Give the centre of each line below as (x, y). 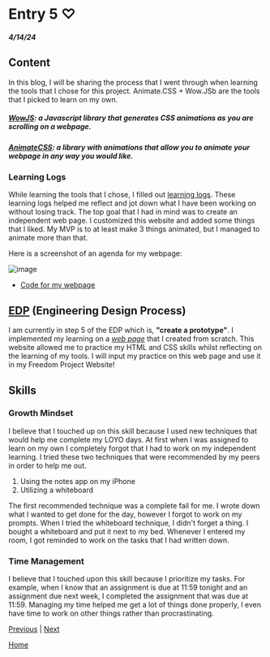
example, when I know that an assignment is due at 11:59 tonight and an (128, 588)
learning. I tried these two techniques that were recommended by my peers (135, 456)
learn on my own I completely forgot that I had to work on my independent (133, 448)
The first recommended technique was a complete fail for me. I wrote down (135, 505)
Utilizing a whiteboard (56, 490)
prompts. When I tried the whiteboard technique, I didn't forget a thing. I (129, 523)
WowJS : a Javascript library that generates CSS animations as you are (131, 118)
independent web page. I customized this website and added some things (132, 221)
